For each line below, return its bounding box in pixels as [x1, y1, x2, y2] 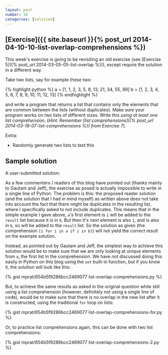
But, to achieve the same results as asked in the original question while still [5, 284, 160, 289]
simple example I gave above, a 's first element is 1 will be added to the [5, 212, 151, 218]
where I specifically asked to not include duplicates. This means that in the [5, 207, 159, 212]
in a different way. [5, 67, 43, 73]
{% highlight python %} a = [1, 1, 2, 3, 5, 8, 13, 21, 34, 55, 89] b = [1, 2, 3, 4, [5, 86, 159, 93]
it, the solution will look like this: [5, 264, 71, 270]
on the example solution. [5, 233, 56, 239]
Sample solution [5, 156, 57, 165]
